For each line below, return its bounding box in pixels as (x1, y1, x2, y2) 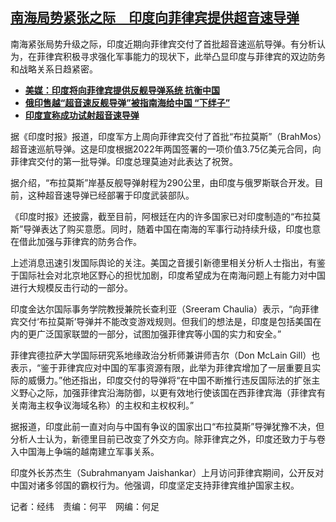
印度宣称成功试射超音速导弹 (24, 109, 140, 121)
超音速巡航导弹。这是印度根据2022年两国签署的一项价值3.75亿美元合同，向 (10, 143, 322, 155)
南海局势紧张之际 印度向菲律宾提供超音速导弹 (10, 9, 300, 27)
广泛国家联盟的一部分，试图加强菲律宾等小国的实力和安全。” (36, 328, 282, 340)
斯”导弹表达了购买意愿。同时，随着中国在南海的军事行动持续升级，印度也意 (10, 223, 322, 235)
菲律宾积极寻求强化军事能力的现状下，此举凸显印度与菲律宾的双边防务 (36, 50, 326, 62)
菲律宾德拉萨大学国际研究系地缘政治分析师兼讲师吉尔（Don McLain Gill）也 (10, 349, 321, 361)
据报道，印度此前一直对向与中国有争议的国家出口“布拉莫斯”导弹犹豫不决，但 (10, 420, 325, 432)
